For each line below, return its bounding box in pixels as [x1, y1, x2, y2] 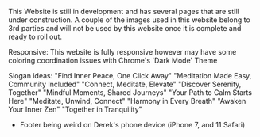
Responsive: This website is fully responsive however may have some [8, 48, 237, 56]
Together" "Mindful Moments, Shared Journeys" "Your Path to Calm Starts [8, 88, 253, 97]
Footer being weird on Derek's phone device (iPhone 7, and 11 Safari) [19, 120, 246, 129]
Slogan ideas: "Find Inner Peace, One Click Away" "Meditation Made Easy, [8, 71, 252, 80]
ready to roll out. [8, 32, 62, 41]
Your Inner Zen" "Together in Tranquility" [8, 105, 143, 114]
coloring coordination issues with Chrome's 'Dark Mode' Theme [8, 55, 218, 65]
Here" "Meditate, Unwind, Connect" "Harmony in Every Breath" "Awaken [8, 97, 246, 105]
